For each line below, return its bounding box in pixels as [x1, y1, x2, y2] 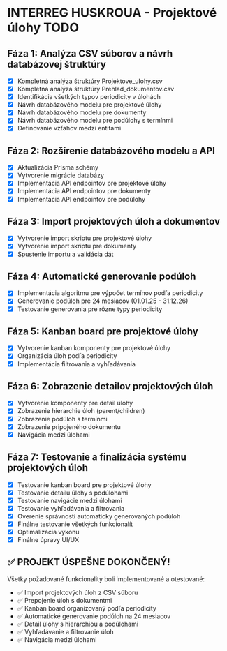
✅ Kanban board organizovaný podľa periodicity [17, 604, 157, 612]
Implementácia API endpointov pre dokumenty [17, 187, 152, 195]
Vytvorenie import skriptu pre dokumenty [17, 242, 137, 250]
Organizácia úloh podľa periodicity [17, 352, 117, 360]
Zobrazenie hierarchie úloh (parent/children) [17, 407, 145, 415]
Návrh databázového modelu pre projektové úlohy [17, 100, 162, 109]
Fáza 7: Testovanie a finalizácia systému [7, 451, 187, 463]
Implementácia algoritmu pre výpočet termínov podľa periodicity [17, 289, 203, 297]
